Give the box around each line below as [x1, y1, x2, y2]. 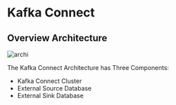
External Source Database [17, 84, 92, 92]
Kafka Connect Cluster [17, 77, 82, 85]
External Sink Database [17, 91, 84, 100]
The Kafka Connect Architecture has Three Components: [7, 64, 169, 71]
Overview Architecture [7, 32, 108, 44]
